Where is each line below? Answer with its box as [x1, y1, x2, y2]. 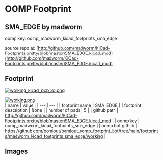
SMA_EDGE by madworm [5, 23, 82, 31]
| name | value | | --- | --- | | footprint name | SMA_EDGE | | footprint [5, 102, 142, 108]
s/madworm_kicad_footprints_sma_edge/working [5, 133, 103, 139]
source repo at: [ [5, 45, 38, 51]
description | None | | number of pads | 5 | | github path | [5, 107, 119, 113]
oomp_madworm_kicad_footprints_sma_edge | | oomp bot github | [5, 123, 137, 128]
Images [5, 147, 28, 156]
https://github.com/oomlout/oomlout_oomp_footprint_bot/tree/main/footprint [5, 128, 158, 134]
